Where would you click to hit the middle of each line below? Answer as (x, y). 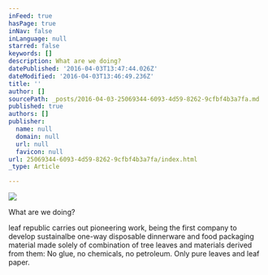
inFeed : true (30, 16)
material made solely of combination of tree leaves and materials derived (130, 245)
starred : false (34, 46)
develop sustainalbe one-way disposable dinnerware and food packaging (131, 237)
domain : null (38, 136)
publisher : (27, 122)
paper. (19, 262)
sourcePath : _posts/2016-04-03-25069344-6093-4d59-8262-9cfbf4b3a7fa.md (134, 99)
